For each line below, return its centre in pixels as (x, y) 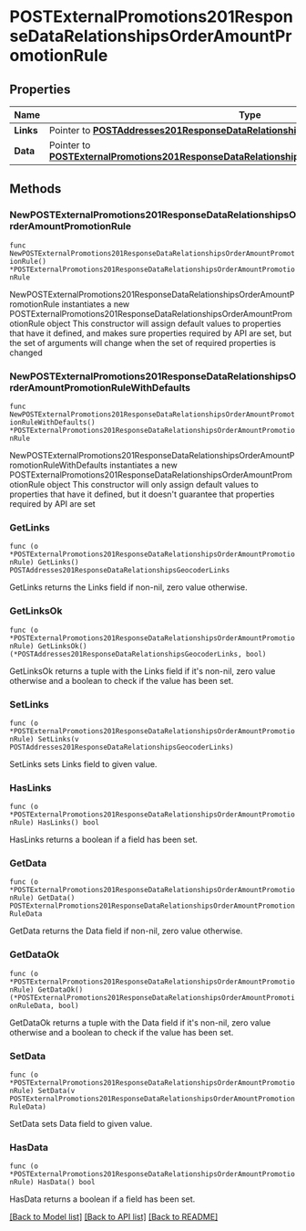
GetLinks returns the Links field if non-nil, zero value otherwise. (128, 587)
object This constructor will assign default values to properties (164, 323)
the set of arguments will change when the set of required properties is (143, 342)
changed (26, 352)
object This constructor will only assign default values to (153, 484)
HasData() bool (66, 1183)
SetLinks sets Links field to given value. (83, 763)
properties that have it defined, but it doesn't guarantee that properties (142, 494)
